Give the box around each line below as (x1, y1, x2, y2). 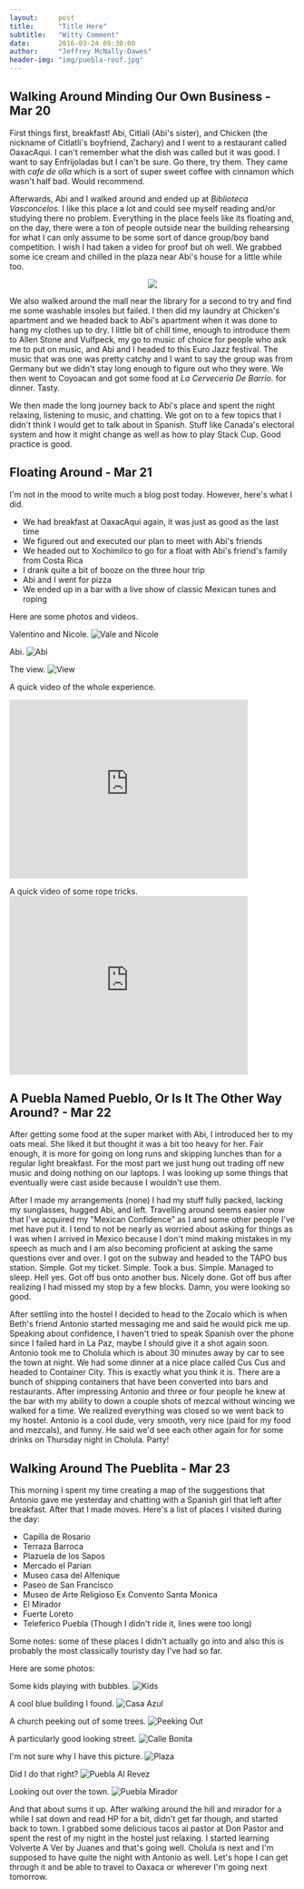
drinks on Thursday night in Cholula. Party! (9, 1434, 170, 1445)
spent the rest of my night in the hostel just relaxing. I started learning (9, 1833, 270, 1844)
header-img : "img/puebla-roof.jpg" (9, 55, 144, 64)
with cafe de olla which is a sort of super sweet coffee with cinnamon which (9, 165, 295, 177)
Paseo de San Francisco (22, 1579, 113, 1590)
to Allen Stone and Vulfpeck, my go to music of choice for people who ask (9, 333, 288, 345)
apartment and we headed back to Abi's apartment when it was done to (9, 314, 279, 325)
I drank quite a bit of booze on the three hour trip (22, 564, 206, 575)
